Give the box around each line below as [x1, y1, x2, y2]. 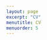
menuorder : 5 [6, 25, 39, 31]
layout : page [6, 8, 39, 15]
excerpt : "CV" [6, 14, 42, 20]
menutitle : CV [6, 19, 42, 25]
